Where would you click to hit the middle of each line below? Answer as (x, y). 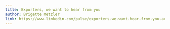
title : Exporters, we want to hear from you (53, 10)
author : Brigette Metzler (32, 14)
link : (11, 19)
